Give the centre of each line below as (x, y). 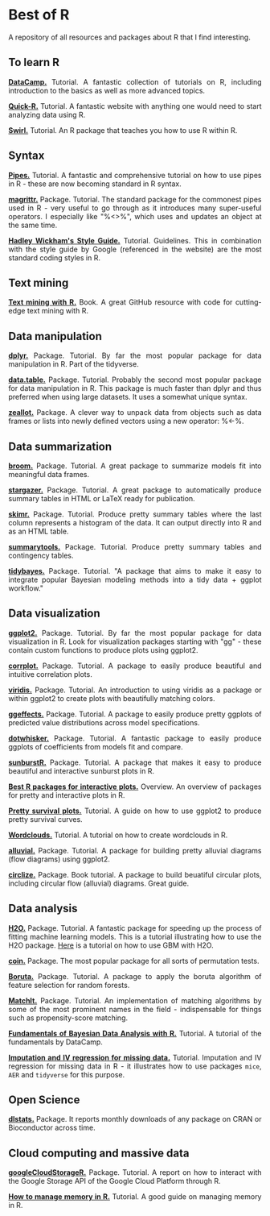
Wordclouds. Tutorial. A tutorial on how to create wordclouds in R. (118, 835)
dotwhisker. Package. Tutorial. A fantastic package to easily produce (135, 738)
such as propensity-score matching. (68, 1018)
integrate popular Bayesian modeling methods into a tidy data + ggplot (135, 579)
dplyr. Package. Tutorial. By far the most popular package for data (135, 355)
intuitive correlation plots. (50, 674)
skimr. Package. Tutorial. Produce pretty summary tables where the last (135, 514)
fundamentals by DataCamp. (55, 1042)
